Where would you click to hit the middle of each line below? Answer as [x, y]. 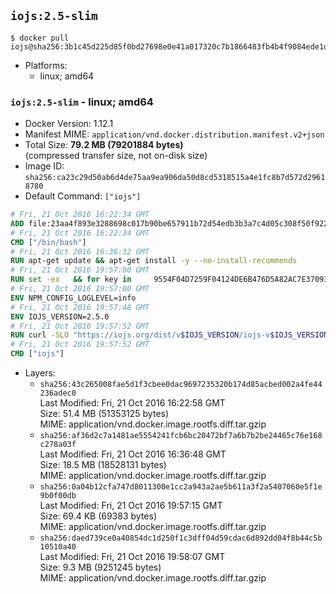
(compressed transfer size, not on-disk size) [116, 156]
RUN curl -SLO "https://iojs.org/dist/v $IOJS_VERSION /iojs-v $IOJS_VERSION [169, 335]
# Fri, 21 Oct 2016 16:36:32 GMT [80, 251]
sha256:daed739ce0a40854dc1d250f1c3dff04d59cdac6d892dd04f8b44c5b [181, 538]
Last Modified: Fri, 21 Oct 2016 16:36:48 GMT [133, 454]
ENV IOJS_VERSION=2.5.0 [60, 316]
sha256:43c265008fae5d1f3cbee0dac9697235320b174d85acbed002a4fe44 [181, 385]
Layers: [40, 373]
